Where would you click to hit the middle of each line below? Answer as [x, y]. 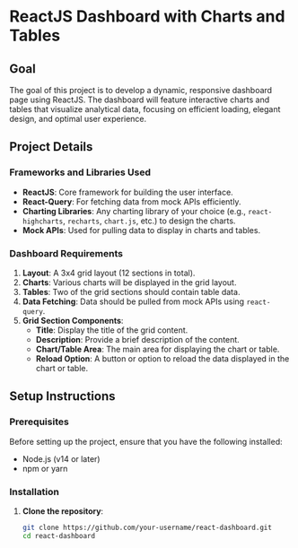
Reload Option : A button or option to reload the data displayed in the [162, 358]
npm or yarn [45, 468]
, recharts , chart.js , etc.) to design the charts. [149, 221]
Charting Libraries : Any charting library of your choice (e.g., [134, 211]
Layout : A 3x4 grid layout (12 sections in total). [109, 273]
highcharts [43, 222]
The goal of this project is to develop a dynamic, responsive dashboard [140, 90]
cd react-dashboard [59, 535]
